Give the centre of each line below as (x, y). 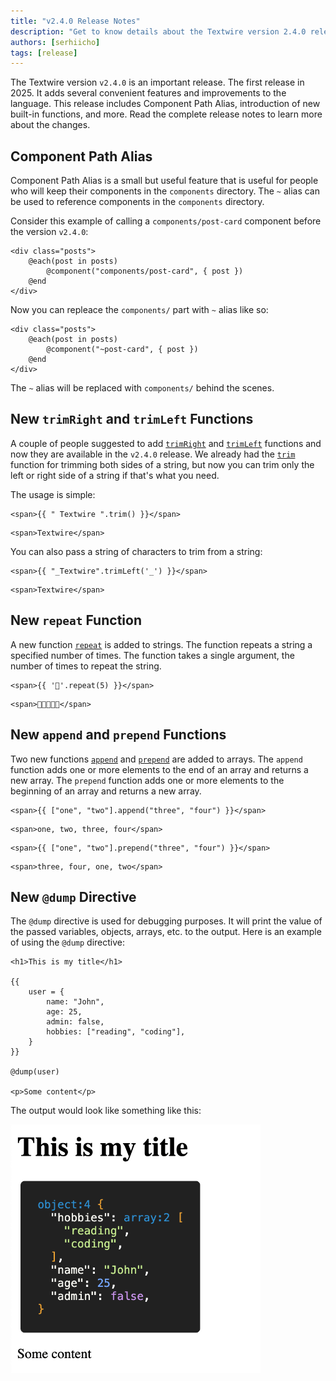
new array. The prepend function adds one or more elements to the (147, 780)
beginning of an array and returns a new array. (106, 791)
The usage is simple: (53, 494)
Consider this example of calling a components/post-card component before (166, 221)
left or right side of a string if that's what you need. (115, 475)
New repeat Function (76, 620)
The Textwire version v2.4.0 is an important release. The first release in (157, 82)
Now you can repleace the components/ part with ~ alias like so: (139, 310)
